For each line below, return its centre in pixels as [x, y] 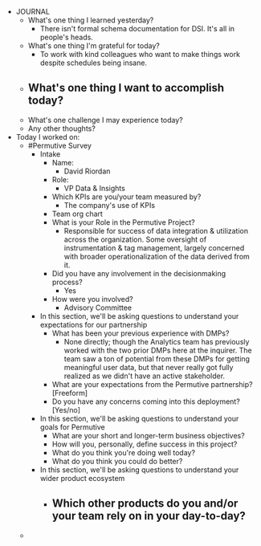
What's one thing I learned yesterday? [91, 20]
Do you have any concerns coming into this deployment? [146, 401]
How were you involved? [93, 299]
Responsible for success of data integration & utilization [156, 230]
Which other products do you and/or [145, 504]
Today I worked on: [48, 136]
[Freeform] [70, 393]
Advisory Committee [98, 308]
